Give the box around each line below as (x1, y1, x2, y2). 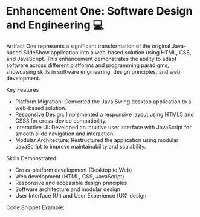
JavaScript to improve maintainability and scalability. (15, 143, 146, 150)
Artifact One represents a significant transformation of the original (6, 42, 171, 50)
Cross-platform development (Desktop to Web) (15, 166, 132, 173)
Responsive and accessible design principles (15, 179, 127, 186)
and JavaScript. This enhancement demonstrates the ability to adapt (6, 55, 177, 62)
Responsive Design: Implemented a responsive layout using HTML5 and (15, 111, 195, 118)
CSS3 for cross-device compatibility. (15, 117, 107, 125)
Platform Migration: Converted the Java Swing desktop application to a (15, 98, 192, 105)
